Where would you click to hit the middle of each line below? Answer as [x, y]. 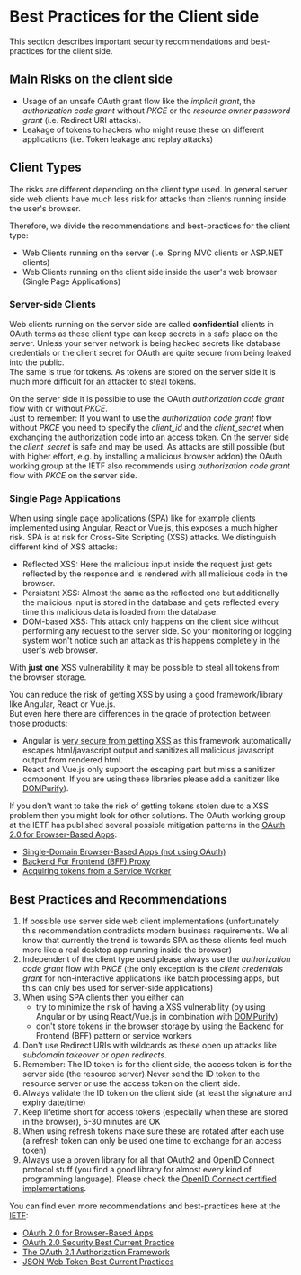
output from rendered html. [72, 760]
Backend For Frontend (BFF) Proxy [86, 861]
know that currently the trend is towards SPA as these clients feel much [155, 940]
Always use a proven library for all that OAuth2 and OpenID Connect [148, 1159]
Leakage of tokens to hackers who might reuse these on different [143, 129]
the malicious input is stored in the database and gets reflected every [150, 602]
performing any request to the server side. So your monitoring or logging [157, 631]
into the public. [37, 362]
